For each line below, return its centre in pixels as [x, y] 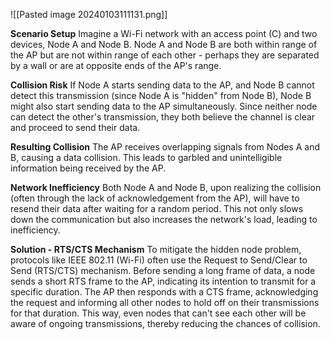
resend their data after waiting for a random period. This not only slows [157, 208]
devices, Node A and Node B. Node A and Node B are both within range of [164, 44]
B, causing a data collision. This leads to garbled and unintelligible [146, 157]
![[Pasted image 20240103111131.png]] [89, 14]
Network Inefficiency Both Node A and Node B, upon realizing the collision [166, 187]
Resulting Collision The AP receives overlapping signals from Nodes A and [165, 147]
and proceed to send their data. [75, 127]
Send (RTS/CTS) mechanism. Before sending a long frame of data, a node [163, 270]
